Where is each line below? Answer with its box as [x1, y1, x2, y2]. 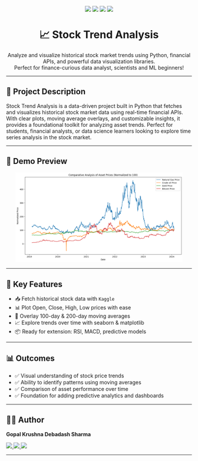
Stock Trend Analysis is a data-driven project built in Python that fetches [6, 102, 183, 109]
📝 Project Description [6, 87, 86, 97]
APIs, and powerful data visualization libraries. [42, 58, 156, 65]
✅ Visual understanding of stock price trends [14, 372, 124, 379]
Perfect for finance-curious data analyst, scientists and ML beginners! [14, 64, 184, 71]
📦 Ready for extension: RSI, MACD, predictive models [14, 328, 146, 335]
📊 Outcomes [6, 354, 55, 364]
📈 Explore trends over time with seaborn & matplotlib [14, 319, 144, 326]
